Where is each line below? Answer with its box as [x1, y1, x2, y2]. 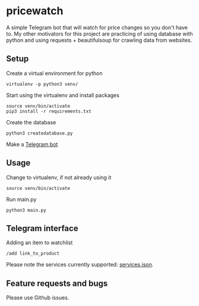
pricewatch [6, 4, 64, 18]
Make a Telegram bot [6, 140, 58, 148]
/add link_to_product [6, 251, 60, 257]
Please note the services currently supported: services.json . [6, 261, 154, 268]
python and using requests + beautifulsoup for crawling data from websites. [6, 36, 192, 43]
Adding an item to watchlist [6, 239, 73, 246]
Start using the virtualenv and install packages [6, 91, 120, 99]
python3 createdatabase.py [6, 130, 73, 136]
